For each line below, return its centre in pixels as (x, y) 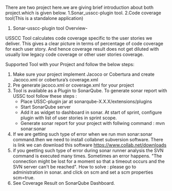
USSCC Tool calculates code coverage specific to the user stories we (79, 38)
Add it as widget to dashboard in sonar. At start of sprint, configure (91, 112)
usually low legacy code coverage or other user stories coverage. (75, 54)
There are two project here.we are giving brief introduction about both (80, 7)
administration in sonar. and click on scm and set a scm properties (83, 172)
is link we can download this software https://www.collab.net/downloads (90, 145)
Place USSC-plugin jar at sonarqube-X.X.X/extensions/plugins (86, 101)
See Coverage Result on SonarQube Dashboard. (64, 183)
